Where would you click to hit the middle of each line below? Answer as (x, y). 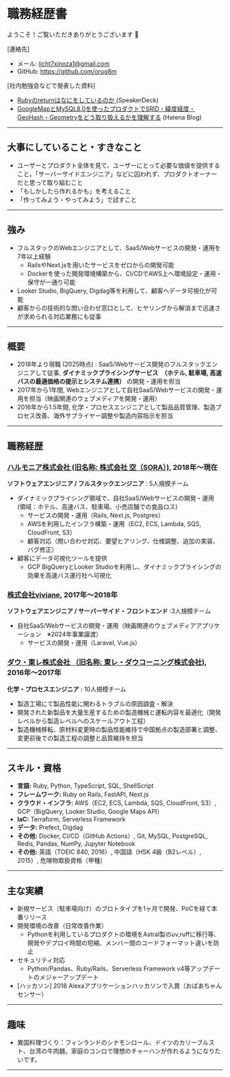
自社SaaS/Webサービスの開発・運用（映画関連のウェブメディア (106, 626)
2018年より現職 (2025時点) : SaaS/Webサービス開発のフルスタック (112, 364)
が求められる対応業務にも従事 (59, 316)
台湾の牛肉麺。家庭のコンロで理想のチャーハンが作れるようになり (122, 1051)
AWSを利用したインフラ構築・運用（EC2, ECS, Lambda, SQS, (114, 524)
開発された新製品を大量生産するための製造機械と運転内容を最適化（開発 (119, 712)
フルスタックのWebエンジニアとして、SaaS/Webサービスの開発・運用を (119, 247)
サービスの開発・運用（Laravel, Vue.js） (84, 643)
